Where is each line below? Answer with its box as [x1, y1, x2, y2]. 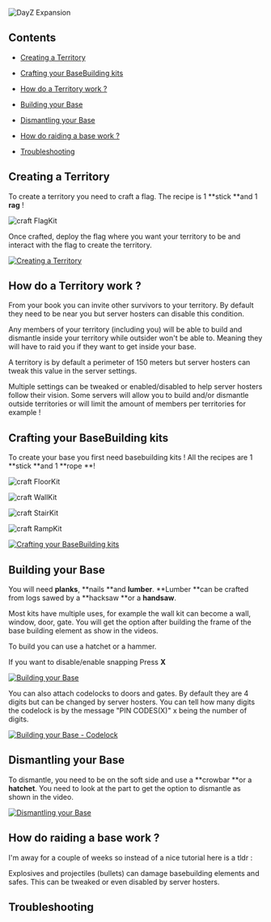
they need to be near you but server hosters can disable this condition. [8, 309, 244, 319]
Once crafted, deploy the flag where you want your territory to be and [8, 231, 241, 241]
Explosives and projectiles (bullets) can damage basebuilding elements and [8, 868, 260, 878]
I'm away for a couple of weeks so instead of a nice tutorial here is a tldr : [8, 852, 253, 862]
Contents [8, 31, 57, 44]
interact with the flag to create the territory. [8, 239, 152, 250]
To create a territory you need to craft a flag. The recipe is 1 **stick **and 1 [8, 191, 258, 201]
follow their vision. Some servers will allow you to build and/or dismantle [8, 391, 249, 400]
